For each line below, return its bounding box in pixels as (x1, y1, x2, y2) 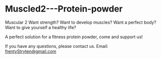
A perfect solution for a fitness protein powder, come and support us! (5, 34, 143, 40)
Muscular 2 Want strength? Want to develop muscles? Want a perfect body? (5, 19, 157, 25)
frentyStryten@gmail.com (5, 48, 57, 54)
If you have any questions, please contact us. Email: (5, 43, 109, 49)
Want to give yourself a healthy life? (5, 24, 76, 30)
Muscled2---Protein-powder (5, 3, 123, 15)
